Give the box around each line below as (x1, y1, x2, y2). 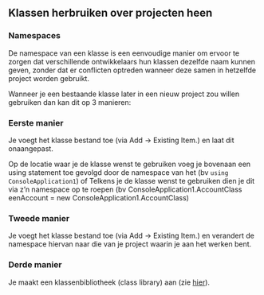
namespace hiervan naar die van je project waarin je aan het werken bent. (8, 239, 252, 249)
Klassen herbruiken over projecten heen (8, 6, 213, 20)
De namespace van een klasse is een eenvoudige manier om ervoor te (8, 48, 240, 58)
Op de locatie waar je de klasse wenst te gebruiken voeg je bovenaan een (8, 159, 251, 169)
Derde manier (8, 259, 62, 270)
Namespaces (8, 30, 61, 41)
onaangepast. (8, 143, 53, 153)
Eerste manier (8, 117, 64, 128)
